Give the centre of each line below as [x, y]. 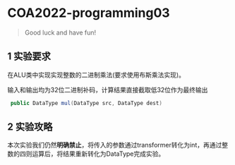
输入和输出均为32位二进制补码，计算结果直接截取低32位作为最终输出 [108, 90]
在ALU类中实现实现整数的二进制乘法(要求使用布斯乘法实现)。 [96, 75]
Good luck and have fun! [60, 32]
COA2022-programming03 [89, 13]
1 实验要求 [29, 57]
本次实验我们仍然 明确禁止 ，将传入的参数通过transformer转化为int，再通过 [115, 145]
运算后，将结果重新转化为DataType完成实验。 [98, 154]
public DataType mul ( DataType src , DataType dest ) [86, 103]
